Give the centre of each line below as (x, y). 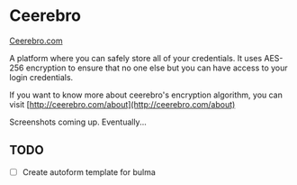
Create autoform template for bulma (89, 171)
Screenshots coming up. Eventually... (78, 122)
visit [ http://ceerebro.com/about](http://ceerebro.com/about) (122, 104)
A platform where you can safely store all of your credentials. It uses (136, 58)
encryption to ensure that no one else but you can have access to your (157, 68)
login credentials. (41, 77)
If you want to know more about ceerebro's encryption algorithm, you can (146, 95)
